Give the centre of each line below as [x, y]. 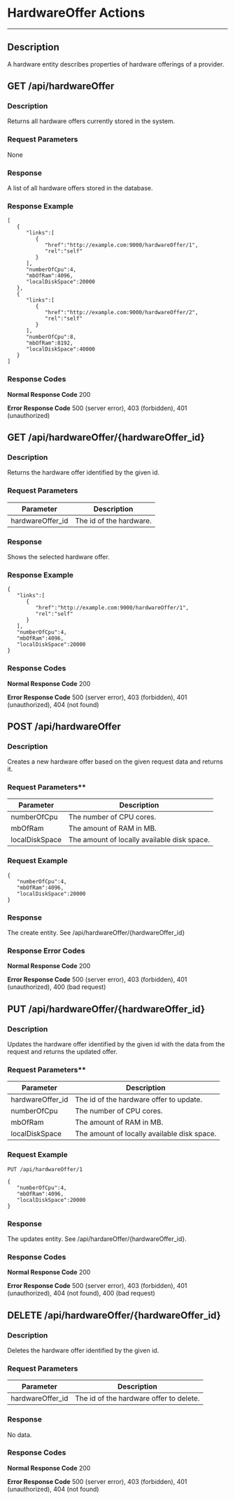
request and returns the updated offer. [62, 1052]
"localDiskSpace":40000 [60, 349]
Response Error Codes [46, 951]
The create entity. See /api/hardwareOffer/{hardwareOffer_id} [96, 933]
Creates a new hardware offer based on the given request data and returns [115, 762]
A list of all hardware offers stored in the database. [80, 188]
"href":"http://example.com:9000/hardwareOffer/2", [121, 313]
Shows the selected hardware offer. [58, 556]
